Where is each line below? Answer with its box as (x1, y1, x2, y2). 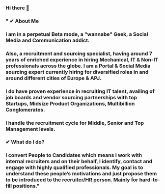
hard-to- (139, 176, 160, 183)
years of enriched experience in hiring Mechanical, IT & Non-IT (5, 56, 159, 63)
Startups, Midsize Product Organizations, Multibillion (5, 100, 135, 107)
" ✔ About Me (5, 17, 39, 24)
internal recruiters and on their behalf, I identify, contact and (5, 158, 153, 165)
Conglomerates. (5, 106, 45, 113)
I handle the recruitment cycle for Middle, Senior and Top (5, 119, 144, 126)
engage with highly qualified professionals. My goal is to (5, 164, 143, 171)
